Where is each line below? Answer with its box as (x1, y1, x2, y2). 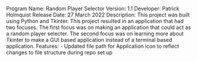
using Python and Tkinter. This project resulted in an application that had (6, 18, 184, 24)
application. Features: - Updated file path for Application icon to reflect (6, 43, 179, 50)
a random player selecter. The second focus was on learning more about (6, 30, 184, 37)
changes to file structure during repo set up (6, 49, 113, 56)
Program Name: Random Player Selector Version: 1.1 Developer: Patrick (6, 5, 180, 12)
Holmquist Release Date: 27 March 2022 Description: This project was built (6, 11, 190, 18)
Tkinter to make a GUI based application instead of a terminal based (6, 37, 173, 43)
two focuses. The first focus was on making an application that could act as (6, 24, 191, 31)
